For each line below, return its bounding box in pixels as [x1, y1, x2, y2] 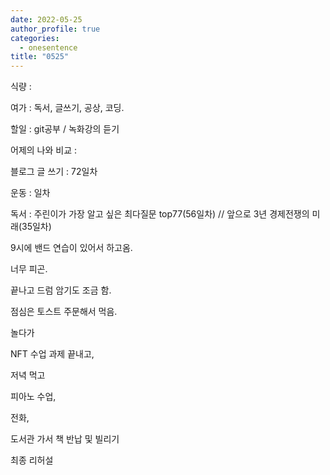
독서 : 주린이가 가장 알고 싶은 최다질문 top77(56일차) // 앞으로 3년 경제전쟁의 [10, 208, 310, 220]
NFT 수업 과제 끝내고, [10, 348, 95, 360]
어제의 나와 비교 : [10, 144, 78, 156]
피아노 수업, [10, 391, 57, 403]
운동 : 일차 [10, 187, 51, 199]
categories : [10, 33, 60, 43]
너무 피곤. [10, 263, 48, 275]
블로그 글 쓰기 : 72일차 [10, 166, 98, 178]
